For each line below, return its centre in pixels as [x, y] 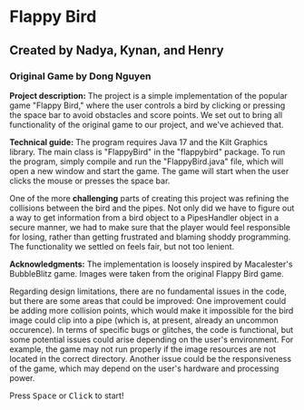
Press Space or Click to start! [67, 395]
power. [22, 377]
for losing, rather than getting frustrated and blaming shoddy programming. [150, 237]
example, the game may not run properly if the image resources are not [143, 349]
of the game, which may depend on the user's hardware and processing [144, 368]
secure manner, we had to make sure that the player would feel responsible [150, 227]
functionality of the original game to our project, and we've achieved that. [147, 124]
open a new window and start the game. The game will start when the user [149, 171]
